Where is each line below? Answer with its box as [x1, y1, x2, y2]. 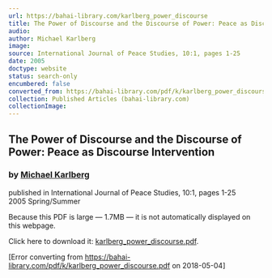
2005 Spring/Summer [8, 196, 81, 206]
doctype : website [8, 65, 67, 73]
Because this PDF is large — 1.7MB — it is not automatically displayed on [8, 212, 251, 221]
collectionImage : [8, 102, 67, 110]
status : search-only [8, 72, 79, 80]
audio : [8, 27, 31, 35]
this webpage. [8, 220, 56, 230]
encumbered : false [8, 79, 70, 88]
